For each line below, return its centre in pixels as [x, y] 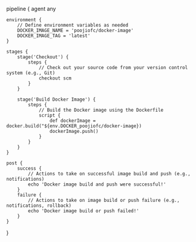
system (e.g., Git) [31, 73]
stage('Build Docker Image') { [57, 99]
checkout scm [55, 78]
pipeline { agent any [31, 9]
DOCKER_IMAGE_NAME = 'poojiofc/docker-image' [76, 30]
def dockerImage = [73, 121]
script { [50, 115]
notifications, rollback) [39, 206]
